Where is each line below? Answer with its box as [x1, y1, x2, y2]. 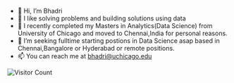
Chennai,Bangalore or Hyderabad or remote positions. [17, 44, 175, 52]
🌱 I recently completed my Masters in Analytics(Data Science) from [17, 22, 213, 30]
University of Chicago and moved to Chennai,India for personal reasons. [17, 29, 228, 37]
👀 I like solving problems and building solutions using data [17, 14, 187, 23]
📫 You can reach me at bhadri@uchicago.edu [17, 52, 152, 60]
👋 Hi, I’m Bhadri [17, 7, 63, 15]
